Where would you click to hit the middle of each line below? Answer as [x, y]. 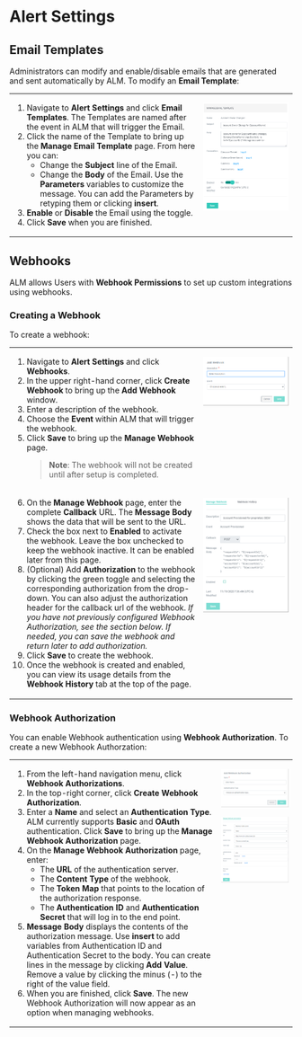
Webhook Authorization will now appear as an [111, 1003]
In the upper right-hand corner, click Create [108, 381]
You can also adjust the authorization [120, 598]
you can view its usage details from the [99, 675]
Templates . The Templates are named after [107, 117]
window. [42, 400]
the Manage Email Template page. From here [111, 146]
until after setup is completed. [104, 474]
